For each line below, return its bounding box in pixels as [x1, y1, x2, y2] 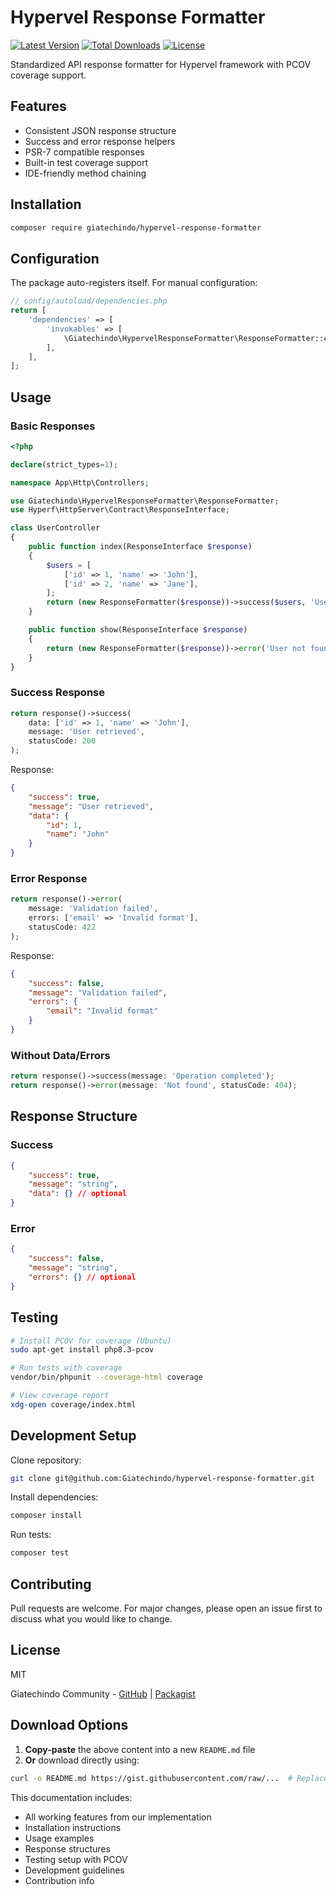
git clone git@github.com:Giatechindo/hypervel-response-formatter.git [10, 1473, 315, 1483]
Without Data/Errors [10, 1048, 111, 1062]
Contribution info [24, 1874, 95, 1886]
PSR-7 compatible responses [24, 146, 145, 158]
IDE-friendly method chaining [24, 167, 147, 179]
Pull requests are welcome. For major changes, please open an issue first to [10, 1602, 323, 1614]
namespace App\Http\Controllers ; [10, 477, 150, 488]
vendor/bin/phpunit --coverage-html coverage [10, 1372, 203, 1383]
